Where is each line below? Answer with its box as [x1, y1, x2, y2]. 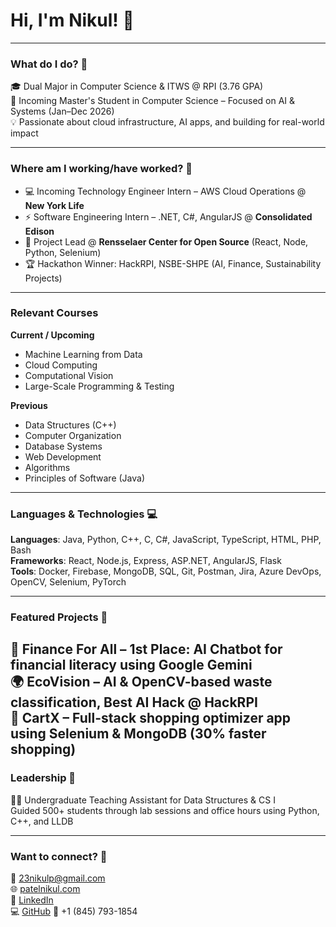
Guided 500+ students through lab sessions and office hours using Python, [10, 804, 320, 816]
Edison [24, 225, 55, 237]
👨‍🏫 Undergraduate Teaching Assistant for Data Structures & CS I [10, 794, 276, 806]
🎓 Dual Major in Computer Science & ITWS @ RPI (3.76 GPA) [10, 80, 264, 93]
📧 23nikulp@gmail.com [10, 872, 106, 884]
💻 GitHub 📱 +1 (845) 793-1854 [10, 905, 138, 918]
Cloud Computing [24, 359, 98, 371]
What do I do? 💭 [10, 57, 88, 71]
